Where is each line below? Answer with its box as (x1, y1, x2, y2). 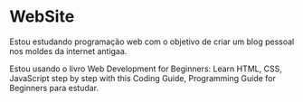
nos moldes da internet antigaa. (9, 45, 128, 56)
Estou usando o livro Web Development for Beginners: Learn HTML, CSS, (9, 63, 282, 74)
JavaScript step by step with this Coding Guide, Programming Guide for (9, 72, 276, 83)
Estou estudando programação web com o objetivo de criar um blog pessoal (9, 36, 295, 47)
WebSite (9, 6, 75, 27)
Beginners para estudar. (9, 82, 99, 93)
